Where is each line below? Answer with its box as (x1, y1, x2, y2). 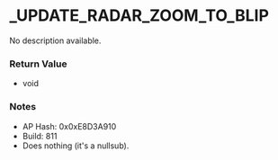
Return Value (9, 58, 67, 70)
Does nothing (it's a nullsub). (22, 140, 130, 151)
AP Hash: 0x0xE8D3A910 (22, 120, 117, 131)
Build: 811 (22, 130, 58, 141)
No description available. (9, 35, 102, 46)
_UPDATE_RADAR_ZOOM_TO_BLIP (9, 5, 270, 26)
